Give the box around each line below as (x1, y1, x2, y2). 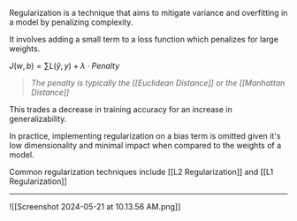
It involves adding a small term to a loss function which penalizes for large (9, 34, 278, 44)
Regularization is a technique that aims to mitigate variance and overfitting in (9, 8, 288, 18)
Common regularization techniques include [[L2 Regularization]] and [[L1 (9, 167, 274, 177)
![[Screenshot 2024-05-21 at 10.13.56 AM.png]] (9, 202, 181, 211)
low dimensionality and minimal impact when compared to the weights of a (9, 141, 282, 150)
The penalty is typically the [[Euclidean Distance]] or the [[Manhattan (30, 78, 286, 88)
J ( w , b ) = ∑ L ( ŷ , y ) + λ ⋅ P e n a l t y (9, 61, 120, 71)
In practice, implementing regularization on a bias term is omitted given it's (9, 131, 281, 141)
